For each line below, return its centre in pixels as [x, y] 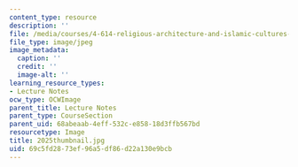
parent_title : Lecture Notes [63, 108]
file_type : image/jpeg [51, 42]
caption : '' [39, 58]
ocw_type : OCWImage [45, 99]
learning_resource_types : [57, 83]
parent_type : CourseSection [61, 116]
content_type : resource [53, 17]
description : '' [39, 26]
